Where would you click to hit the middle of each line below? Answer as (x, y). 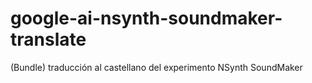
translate (48, 39)
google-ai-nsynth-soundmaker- (146, 18)
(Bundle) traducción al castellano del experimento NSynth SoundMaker (156, 67)
